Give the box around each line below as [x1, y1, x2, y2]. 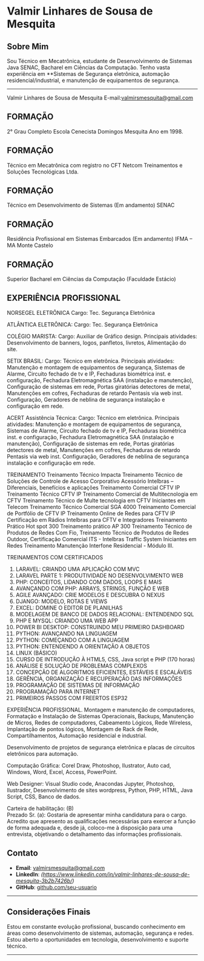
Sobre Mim [7, 41, 49, 52]
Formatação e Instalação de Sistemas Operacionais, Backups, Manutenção [7, 712, 194, 720]
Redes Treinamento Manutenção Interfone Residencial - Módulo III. [7, 542, 174, 549]
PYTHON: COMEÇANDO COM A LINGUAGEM [15, 636, 130, 644]
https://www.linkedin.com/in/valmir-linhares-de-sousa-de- [42, 871, 190, 878]
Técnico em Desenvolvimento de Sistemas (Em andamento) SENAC [7, 201, 175, 209]
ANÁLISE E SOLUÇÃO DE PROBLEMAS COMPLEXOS [15, 662, 148, 669]
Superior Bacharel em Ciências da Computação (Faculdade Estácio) [7, 275, 176, 283]
